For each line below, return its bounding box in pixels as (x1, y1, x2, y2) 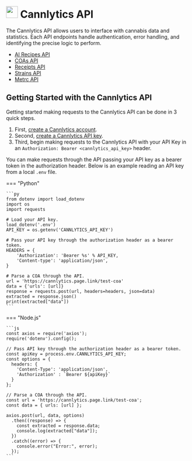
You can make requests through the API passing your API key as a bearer (6, 156, 182, 163)
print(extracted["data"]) (6, 299, 69, 305)
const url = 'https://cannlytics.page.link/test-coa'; (6, 397, 142, 403)
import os (6, 201, 30, 207)
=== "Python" (6, 179, 40, 187)
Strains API (14, 69, 41, 76)
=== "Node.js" (6, 314, 41, 321)
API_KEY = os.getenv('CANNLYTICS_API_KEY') (6, 227, 114, 233)
